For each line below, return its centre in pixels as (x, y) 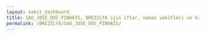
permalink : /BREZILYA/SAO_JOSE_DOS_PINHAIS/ (64, 23)
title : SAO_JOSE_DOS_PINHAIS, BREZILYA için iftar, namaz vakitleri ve (99, 18)
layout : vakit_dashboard (38, 12)
